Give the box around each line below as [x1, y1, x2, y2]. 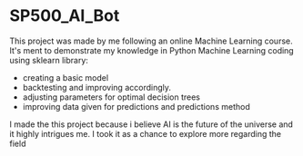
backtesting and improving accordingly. [22, 82, 171, 93]
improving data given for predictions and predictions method [22, 101, 250, 112]
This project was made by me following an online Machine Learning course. [9, 35, 293, 46]
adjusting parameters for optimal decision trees [22, 92, 200, 102]
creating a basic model [22, 72, 109, 83]
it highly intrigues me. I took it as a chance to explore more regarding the [9, 128, 282, 139]
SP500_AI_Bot [9, 5, 120, 26]
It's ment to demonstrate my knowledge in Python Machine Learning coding [9, 44, 294, 55]
